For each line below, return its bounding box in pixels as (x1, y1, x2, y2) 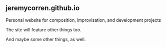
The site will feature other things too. (5, 27, 81, 33)
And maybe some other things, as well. (5, 36, 86, 42)
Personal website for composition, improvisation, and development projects (5, 17, 161, 23)
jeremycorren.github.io (5, 4, 80, 12)
